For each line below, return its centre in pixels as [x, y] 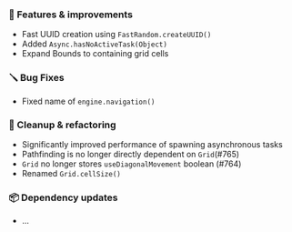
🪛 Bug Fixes [36, 78]
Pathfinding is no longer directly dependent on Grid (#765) [131, 154]
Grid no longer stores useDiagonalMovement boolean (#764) [131, 164]
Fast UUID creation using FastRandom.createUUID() [116, 35]
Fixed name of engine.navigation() [88, 101]
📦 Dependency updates [64, 197]
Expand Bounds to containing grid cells [95, 54]
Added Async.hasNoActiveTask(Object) [94, 44]
